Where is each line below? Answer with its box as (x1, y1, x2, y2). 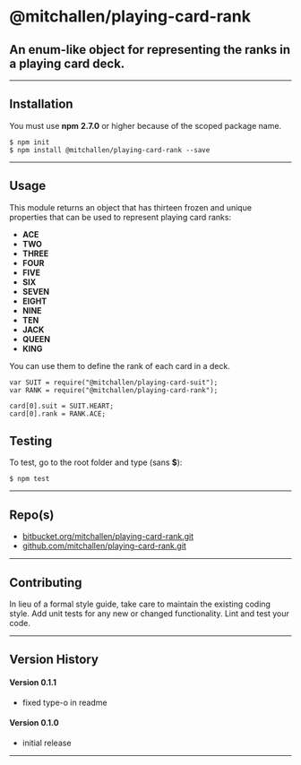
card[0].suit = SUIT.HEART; (9, 401, 115, 410)
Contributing (9, 575, 82, 590)
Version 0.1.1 (9, 677, 56, 688)
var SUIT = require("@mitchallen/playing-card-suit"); (9, 378, 219, 387)
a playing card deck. (9, 56, 125, 71)
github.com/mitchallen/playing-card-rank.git (21, 540, 186, 552)
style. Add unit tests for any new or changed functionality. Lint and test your (9, 608, 289, 619)
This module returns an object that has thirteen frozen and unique (9, 202, 253, 212)
